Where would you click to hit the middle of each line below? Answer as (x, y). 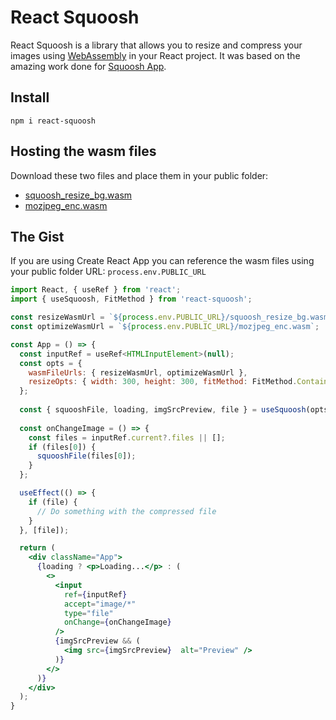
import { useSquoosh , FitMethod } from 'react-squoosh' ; (131, 299)
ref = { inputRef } (95, 594)
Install (30, 97)
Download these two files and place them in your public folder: (139, 175)
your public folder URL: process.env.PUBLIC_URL (108, 272)
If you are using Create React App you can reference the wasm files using (162, 261)
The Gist (37, 236)
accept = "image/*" (100, 604)
